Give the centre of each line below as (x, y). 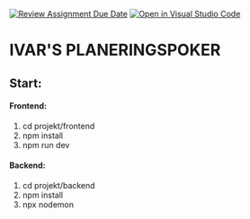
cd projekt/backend (59, 185)
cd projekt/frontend (58, 126)
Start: (26, 83)
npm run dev (46, 145)
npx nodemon (48, 204)
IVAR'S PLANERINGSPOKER (115, 50)
